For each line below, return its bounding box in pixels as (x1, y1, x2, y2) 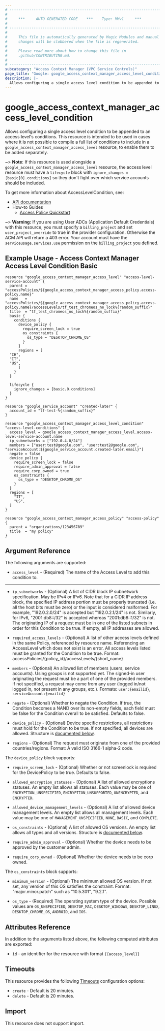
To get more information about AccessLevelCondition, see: (5, 189, 124, 195)
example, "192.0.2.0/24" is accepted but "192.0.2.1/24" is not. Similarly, (12, 610, 156, 615)
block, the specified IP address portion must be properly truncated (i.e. (12, 599, 156, 605)
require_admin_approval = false (14, 464, 80, 469)
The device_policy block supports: (5, 755, 76, 761)
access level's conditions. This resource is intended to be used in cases (5, 133, 151, 139)
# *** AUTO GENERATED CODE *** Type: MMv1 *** (5, 16, 141, 21)
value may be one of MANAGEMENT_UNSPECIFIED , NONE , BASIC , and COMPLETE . (12, 815, 158, 821)
